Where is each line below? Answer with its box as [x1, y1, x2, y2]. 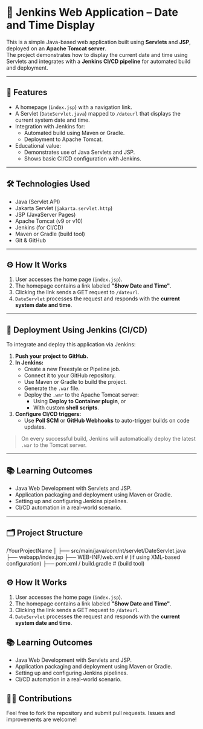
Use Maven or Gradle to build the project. [24, 378, 127, 386]
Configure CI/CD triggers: [14, 411, 82, 418]
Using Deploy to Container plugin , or [33, 398, 126, 405]
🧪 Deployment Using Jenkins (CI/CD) [6, 325, 148, 335]
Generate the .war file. [24, 384, 80, 392]
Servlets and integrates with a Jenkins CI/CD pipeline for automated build [6, 58, 191, 65]
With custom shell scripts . [33, 404, 100, 411]
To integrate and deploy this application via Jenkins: [6, 341, 136, 348]
